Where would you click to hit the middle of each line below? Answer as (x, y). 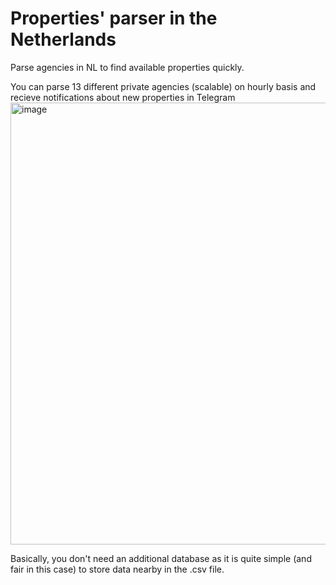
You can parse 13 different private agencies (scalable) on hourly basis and (163, 86)
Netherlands (63, 39)
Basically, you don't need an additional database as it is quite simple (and (161, 558)
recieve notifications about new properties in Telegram (123, 97)
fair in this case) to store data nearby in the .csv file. (117, 569)
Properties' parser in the (114, 18)
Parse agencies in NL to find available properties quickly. (127, 67)
